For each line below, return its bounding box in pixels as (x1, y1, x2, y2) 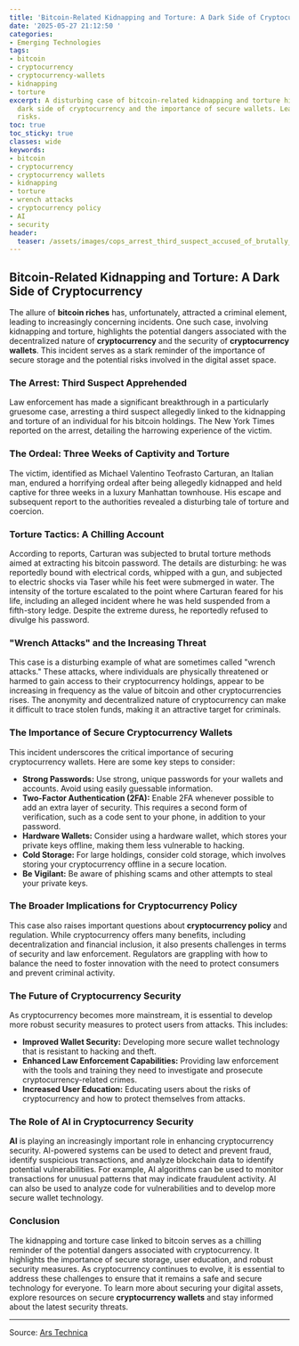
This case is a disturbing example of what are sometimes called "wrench (9, 657, 276, 668)
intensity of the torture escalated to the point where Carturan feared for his (9, 585, 284, 597)
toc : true (9, 121, 46, 130)
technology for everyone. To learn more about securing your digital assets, (9, 1282, 283, 1293)
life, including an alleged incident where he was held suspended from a (9, 595, 271, 606)
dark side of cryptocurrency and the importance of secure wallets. (17, 104, 277, 113)
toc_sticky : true (9, 129, 74, 138)
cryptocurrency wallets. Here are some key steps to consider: (9, 756, 236, 767)
